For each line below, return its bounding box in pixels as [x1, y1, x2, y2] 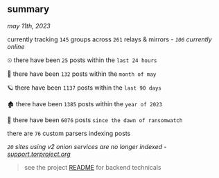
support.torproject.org [7, 150, 71, 158]
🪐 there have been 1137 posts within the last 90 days [7, 83, 161, 92]
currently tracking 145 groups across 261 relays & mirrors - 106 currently [7, 35, 213, 43]
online [7, 42, 25, 50]
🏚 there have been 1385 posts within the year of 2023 [7, 99, 163, 108]
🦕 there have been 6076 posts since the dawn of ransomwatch [7, 115, 183, 124]
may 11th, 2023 [7, 21, 51, 30]
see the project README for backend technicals [24, 163, 161, 171]
